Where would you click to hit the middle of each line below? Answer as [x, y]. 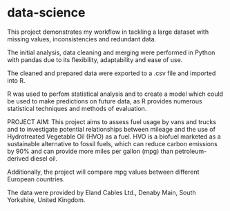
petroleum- [191, 151]
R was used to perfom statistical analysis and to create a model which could [115, 94]
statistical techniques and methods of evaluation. [77, 108]
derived [18, 158]
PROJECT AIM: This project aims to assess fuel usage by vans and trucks [112, 121]
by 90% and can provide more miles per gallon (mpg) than [90, 151]
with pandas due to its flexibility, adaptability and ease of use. [95, 59]
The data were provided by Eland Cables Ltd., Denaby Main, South [102, 192]
